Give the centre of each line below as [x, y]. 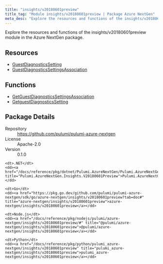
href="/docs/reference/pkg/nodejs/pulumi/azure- [70, 218]
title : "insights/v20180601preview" [42, 9]
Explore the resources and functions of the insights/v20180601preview [76, 33]
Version [13, 149]
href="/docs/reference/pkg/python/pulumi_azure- [70, 244]
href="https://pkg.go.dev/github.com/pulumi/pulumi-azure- [81, 193]
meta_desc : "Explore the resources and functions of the [64, 18]
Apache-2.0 [29, 144]
